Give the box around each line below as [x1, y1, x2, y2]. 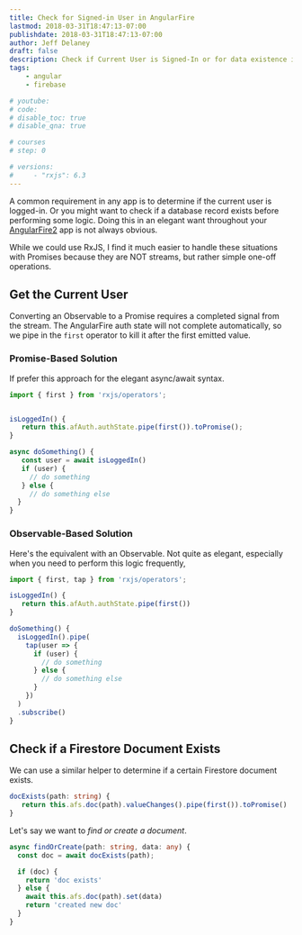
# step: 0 [9, 146, 47, 156]
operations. [9, 260, 52, 271]
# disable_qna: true [9, 122, 87, 131]
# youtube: [9, 96, 50, 105]
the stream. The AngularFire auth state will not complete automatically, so [9, 321, 282, 331]
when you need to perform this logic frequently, [9, 558, 186, 568]
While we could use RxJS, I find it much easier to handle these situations [9, 241, 279, 252]
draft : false [9, 47, 58, 56]
